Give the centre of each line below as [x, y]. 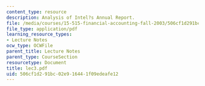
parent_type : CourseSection [42, 57]
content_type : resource [37, 12]
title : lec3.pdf [27, 68]
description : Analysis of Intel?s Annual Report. [71, 18]
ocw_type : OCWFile [30, 46]
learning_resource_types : [39, 35]
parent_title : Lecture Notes [43, 51]
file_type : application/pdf [42, 29]
